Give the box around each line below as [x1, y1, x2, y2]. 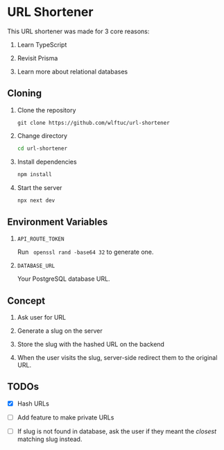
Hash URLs [17, 399, 50, 408]
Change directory [17, 131, 68, 139]
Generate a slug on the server [17, 327, 103, 335]
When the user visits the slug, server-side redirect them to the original [17, 354, 218, 361]
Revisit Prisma [17, 53, 58, 62]
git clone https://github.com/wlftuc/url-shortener [17, 119, 170, 126]
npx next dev [17, 197, 55, 204]
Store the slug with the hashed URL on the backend [17, 340, 165, 348]
